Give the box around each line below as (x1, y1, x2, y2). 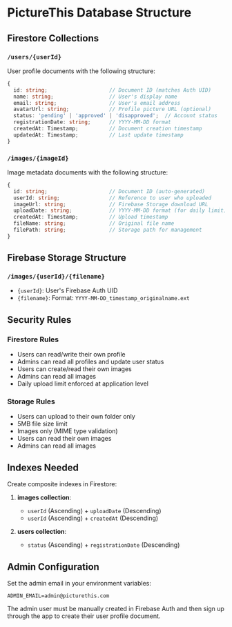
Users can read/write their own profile (17, 350, 126, 359)
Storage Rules (7, 397, 55, 406)
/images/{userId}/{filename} (7, 272, 106, 281)
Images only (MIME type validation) (17, 427, 119, 435)
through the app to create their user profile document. (7, 612, 161, 620)
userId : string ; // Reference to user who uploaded (13, 195, 212, 201)
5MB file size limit (17, 419, 68, 428)
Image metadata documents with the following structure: (7, 168, 168, 177)
